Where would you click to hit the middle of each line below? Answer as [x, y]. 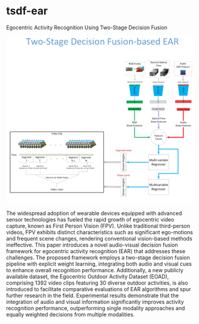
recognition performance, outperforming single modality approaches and [96, 309]
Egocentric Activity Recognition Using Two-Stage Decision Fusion [87, 27]
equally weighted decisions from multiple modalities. [70, 314]
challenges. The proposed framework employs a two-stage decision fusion [98, 258]
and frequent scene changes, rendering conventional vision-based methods [99, 239]
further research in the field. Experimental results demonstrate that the [93, 295]
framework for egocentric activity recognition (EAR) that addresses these [96, 251]
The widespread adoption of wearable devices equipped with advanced [94, 213]
